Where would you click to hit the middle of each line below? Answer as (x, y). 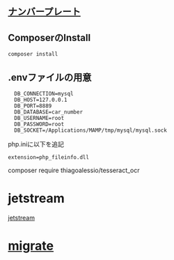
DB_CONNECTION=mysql (44, 94)
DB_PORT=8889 (33, 106)
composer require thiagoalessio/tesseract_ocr (74, 170)
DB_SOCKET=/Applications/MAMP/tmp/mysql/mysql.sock (91, 130)
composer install (33, 54)
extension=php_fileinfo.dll (49, 158)
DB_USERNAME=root (39, 118)
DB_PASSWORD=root (39, 124)
